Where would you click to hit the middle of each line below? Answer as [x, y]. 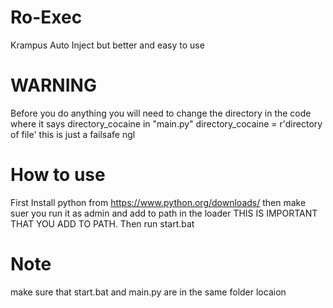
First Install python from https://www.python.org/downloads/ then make [158, 202]
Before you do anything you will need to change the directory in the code [161, 113]
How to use [58, 175]
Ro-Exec [46, 17]
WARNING [53, 85]
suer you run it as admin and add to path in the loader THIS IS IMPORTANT [164, 213]
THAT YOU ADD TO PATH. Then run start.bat [102, 223]
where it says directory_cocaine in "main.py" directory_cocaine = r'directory [166, 123]
